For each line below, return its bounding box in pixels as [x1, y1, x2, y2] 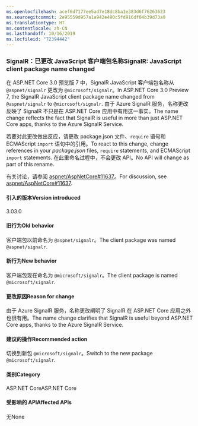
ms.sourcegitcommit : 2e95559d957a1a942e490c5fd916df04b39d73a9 [6, 14, 166, 20]
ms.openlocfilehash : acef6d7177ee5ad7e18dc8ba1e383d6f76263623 [6, 8, 166, 15]
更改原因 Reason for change [6, 292, 75, 300]
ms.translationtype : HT [6, 20, 65, 26]
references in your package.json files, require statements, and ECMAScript [6, 147, 191, 154]
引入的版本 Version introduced [6, 194, 81, 201]
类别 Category [6, 371, 40, 378]
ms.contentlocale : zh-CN [6, 25, 68, 31]
